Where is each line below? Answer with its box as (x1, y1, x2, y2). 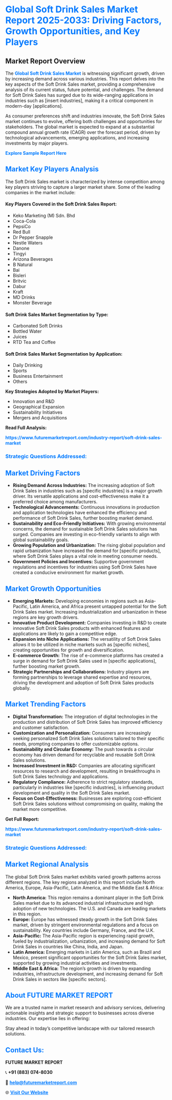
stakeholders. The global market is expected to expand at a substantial (5, 124, 155, 130)
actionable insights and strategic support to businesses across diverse (5, 1010, 155, 1016)
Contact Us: (5, 1046, 45, 1054)
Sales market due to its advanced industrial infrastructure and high (12, 900, 154, 906)
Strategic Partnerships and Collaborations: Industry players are (12, 668, 149, 675)
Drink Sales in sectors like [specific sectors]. (12, 976, 107, 982)
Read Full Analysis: (5, 424, 47, 431)
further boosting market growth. (12, 663, 81, 669)
